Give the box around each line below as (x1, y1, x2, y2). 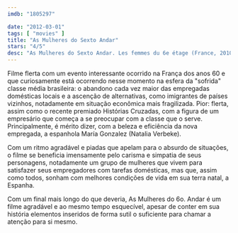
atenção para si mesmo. (7, 217, 78, 226)
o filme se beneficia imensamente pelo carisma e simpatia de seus (7, 151, 202, 159)
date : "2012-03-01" (7, 23, 65, 31)
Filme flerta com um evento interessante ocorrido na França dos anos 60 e (7, 69, 225, 77)
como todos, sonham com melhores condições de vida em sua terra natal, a (7, 173, 229, 182)
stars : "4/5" (7, 43, 46, 50)
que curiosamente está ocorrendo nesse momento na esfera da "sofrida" (7, 77, 222, 85)
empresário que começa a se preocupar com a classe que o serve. (7, 114, 203, 123)
